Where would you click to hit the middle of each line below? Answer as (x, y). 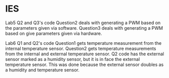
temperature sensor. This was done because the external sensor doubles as (85, 64)
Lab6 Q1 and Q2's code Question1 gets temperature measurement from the (83, 43)
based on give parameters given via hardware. (54, 33)
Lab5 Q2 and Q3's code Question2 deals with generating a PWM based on (83, 23)
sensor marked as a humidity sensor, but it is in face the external (73, 59)
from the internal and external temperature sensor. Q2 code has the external (85, 54)
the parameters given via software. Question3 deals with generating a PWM (84, 28)
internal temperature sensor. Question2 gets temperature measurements (81, 48)
